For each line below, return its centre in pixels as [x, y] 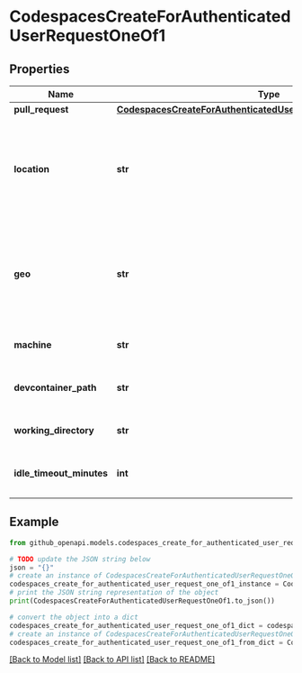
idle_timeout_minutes [61, 473]
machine [33, 345]
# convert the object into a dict [74, 617]
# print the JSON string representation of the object [114, 593]
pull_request [41, 109]
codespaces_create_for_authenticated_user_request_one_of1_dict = [136, 625]
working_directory [54, 430]
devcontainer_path [55, 387]
